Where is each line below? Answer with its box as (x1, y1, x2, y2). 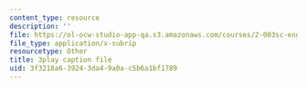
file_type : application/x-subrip (9, 38, 137, 48)
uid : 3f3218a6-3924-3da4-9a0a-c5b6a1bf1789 (9, 64, 178, 73)
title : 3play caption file (9, 55, 112, 64)
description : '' (9, 22, 71, 31)
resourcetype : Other (9, 47, 89, 56)
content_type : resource (9, 13, 101, 23)
